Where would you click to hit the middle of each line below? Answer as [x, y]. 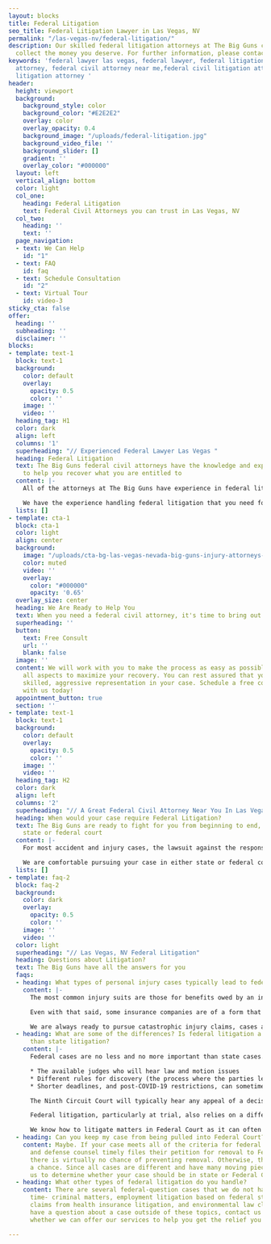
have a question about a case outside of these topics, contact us [146, 1212]
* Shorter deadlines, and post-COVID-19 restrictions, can [131, 1086]
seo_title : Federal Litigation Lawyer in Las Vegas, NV [104, 31]
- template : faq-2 [39, 877]
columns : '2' [38, 803]
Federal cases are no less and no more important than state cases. [147, 1057]
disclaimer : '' [41, 338]
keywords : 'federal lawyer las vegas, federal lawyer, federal [117, 61]
